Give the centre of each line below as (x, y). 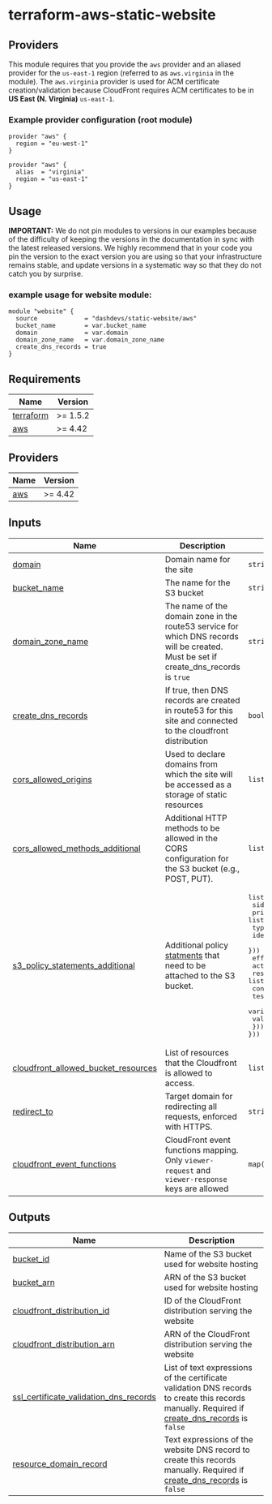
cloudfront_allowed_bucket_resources (85, 1068)
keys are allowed (197, 1188)
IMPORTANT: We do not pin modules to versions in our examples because (133, 231)
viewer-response (196, 1179)
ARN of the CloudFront (207, 1334)
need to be (185, 965)
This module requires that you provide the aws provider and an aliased (125, 64)
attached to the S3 (200, 976)
